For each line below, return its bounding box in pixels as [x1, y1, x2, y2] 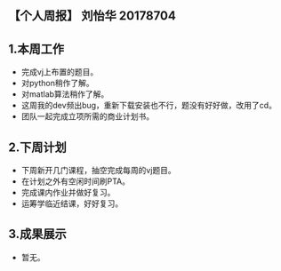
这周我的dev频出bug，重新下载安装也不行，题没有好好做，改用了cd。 [20, 100, 277, 111]
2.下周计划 [8, 139, 68, 155]
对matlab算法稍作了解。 [20, 89, 109, 100]
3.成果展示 [8, 227, 68, 242]
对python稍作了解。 [20, 78, 94, 89]
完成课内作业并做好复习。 [20, 187, 116, 198]
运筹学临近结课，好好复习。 [20, 198, 124, 209]
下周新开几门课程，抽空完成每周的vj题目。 [20, 165, 177, 176]
